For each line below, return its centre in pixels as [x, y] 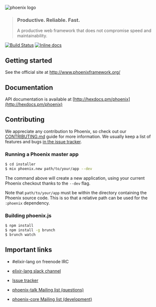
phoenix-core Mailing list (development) [52, 299]
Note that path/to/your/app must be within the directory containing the [76, 192]
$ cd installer [20, 164]
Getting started [29, 60]
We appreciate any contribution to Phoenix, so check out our [66, 131]
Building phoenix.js [28, 215]
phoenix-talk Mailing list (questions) [48, 290]
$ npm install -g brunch [30, 230]
